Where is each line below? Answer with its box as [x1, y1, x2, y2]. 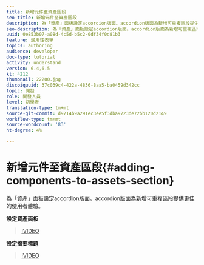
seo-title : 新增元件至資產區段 [6, 15, 77, 21]
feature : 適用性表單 [6, 37, 53, 43]
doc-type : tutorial [6, 54, 56, 60]
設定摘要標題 [6, 240, 38, 247]
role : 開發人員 [6, 93, 41, 99]
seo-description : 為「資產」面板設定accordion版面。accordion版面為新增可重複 [6, 25, 192, 32]
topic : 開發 [6, 88, 35, 94]
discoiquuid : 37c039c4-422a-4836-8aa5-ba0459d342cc [6, 82, 140, 89]
